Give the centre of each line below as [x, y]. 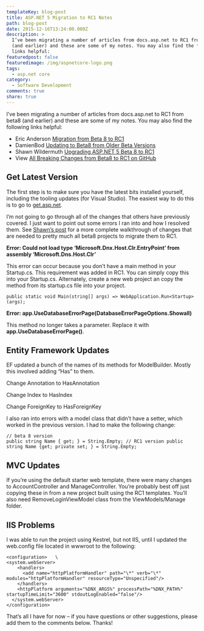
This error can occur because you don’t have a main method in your [91, 266]
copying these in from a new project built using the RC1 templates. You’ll [97, 493]
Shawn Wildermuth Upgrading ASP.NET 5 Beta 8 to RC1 [85, 151]
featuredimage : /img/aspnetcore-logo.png [59, 63]
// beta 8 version [29, 436]
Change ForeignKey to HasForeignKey [54, 407]
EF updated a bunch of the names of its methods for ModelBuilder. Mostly [99, 365]
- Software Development [42, 86]
